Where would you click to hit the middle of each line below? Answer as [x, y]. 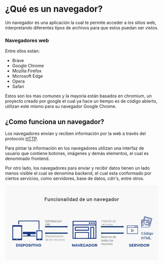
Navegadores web [27, 40]
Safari [18, 87]
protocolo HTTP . [21, 139]
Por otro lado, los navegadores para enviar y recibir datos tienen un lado [77, 168]
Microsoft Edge [27, 76]
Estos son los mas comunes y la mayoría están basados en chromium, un [78, 96]
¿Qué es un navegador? [54, 9]
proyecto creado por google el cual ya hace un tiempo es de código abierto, [81, 101]
